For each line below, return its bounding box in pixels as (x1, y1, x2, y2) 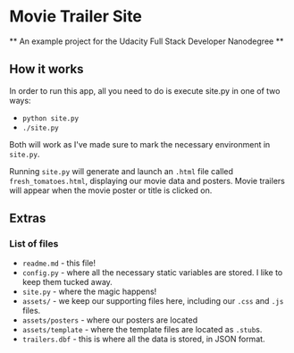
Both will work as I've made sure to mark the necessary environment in (9, 139, 271, 149)
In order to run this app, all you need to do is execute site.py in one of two (9, 85, 281, 96)
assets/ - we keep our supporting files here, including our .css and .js (21, 296, 284, 307)
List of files (9, 238, 59, 250)
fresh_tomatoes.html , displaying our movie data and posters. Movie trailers (9, 175, 286, 186)
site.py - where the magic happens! (21, 286, 157, 297)
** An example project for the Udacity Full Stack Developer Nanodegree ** (9, 36, 284, 46)
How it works (9, 62, 84, 77)
